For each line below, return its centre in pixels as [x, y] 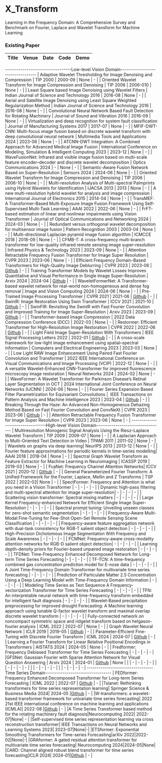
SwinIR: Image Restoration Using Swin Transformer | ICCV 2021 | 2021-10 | [79, 301]
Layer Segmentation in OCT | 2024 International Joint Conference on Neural [81, 384]
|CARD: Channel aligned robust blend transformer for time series [69, 750]
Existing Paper [22, 45]
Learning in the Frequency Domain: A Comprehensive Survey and [70, 22]
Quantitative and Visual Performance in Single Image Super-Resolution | [77, 276]
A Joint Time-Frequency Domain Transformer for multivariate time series [77, 570]
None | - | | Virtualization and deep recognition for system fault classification [81, 121]
